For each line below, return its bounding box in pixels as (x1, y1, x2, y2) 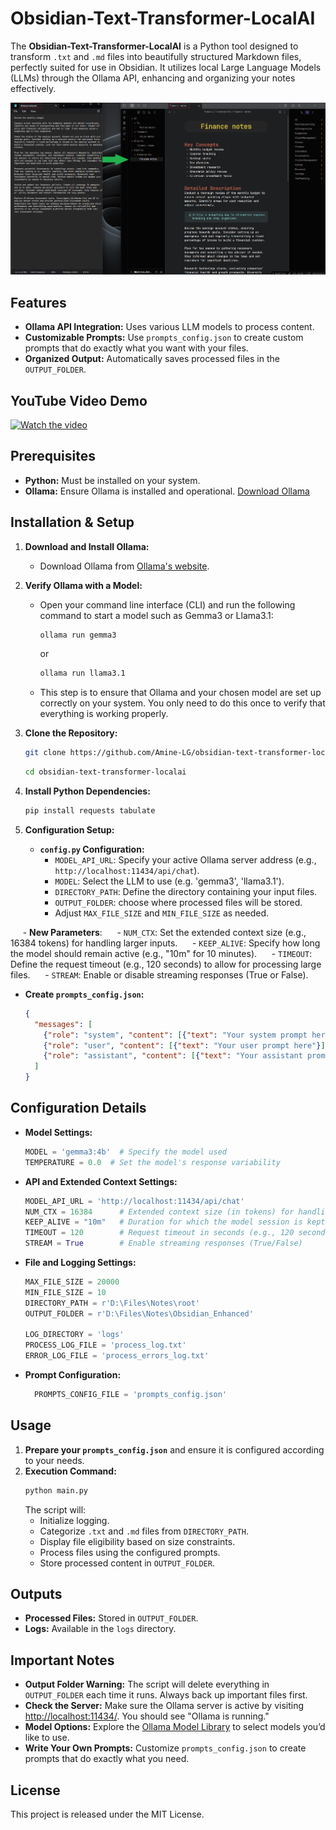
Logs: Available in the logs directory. (24, 1623, 177, 1635)
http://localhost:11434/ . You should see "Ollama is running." (24, 1710, 270, 1722)
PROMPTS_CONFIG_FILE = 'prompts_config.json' (34, 1390, 227, 1400)
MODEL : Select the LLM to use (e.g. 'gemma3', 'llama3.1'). (54, 875, 285, 887)
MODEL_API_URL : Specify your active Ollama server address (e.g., (54, 853, 317, 866)
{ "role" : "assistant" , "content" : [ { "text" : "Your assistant (43, 1051, 303, 1061)
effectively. (10, 82, 57, 94)
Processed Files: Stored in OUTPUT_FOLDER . (24, 1612, 199, 1624)
